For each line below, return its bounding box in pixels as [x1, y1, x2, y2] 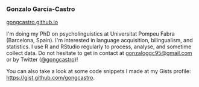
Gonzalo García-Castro [6, 5, 75, 13]
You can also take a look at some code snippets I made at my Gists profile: [6, 68, 191, 75]
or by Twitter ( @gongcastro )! [6, 56, 78, 63]
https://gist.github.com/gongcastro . [6, 74, 95, 82]
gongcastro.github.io [6, 19, 58, 26]
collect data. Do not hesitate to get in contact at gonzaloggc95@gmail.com [6, 50, 192, 57]
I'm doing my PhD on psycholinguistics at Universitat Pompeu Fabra [6, 30, 175, 37]
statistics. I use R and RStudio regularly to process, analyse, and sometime [6, 43, 192, 50]
